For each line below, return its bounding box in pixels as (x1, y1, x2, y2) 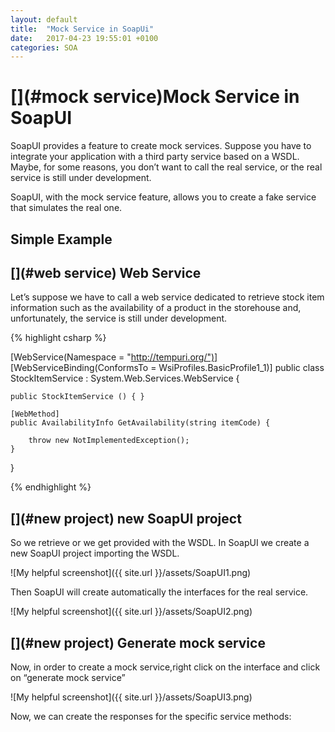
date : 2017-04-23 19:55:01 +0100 (10, 33, 159, 43)
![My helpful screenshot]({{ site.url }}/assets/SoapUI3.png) (10, 691, 253, 703)
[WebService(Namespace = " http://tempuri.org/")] (10, 351, 218, 363)
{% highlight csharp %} (10, 332, 107, 344)
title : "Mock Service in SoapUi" (10, 24, 155, 34)
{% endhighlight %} (10, 481, 92, 493)
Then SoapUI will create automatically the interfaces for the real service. (10, 586, 309, 598)
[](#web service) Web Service (10, 264, 202, 281)
